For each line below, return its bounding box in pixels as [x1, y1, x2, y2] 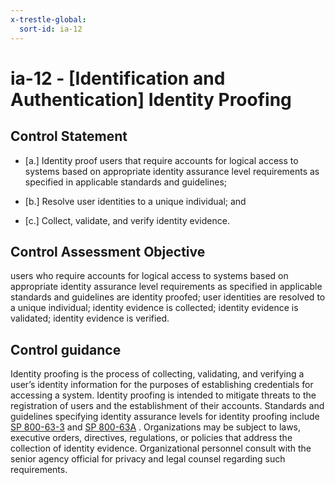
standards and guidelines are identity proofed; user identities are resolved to [10, 291, 326, 303]
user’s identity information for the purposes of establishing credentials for [10, 379, 314, 391]
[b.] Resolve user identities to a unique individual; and [24, 195, 247, 207]
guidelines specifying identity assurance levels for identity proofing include [10, 411, 320, 423]
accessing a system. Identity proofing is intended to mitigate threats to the [10, 389, 317, 401]
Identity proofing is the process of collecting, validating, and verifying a [10, 368, 305, 380]
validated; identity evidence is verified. [10, 312, 170, 325]
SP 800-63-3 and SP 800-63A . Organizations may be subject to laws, [10, 421, 302, 433]
